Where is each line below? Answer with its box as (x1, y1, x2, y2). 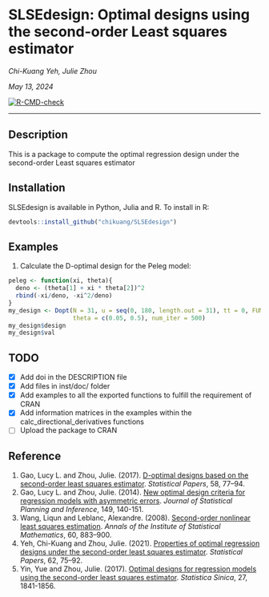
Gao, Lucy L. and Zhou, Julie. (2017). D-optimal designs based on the (19, 470, 249, 480)
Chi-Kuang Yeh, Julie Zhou (8, 66, 98, 75)
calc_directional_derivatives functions (19, 417, 145, 426)
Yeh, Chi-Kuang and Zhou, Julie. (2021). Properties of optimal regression (19, 539, 260, 548)
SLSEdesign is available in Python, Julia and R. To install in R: (8, 202, 210, 212)
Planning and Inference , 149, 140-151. (19, 505, 144, 514)
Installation (8, 181, 66, 195)
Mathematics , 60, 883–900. (19, 530, 112, 540)
